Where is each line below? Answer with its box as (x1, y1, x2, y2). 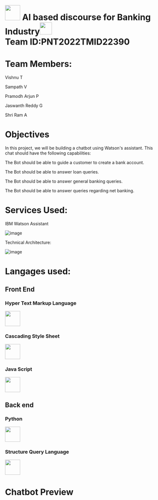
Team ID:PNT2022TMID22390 (5, 36, 130, 47)
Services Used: (5, 205, 68, 216)
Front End (5, 285, 35, 293)
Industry (5, 26, 40, 37)
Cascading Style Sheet (5, 332, 60, 339)
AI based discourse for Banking (22, 12, 151, 23)
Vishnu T (5, 75, 23, 80)
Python (5, 415, 23, 422)
